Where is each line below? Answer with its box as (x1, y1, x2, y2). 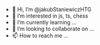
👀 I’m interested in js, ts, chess (12, 12, 88, 19)
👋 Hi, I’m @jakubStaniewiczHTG (12, 6, 92, 13)
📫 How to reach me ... (12, 32, 68, 39)
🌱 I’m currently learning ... (12, 19, 77, 26)
